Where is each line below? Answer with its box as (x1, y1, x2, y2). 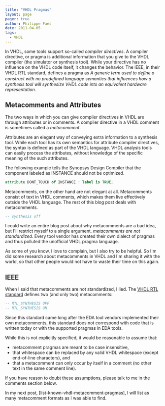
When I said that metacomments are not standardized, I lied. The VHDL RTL (5, 286, 159, 292)
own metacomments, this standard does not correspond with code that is (5, 320, 154, 326)
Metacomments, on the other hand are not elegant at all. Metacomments (5, 189, 152, 195)
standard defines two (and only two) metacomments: (5, 292, 113, 298)
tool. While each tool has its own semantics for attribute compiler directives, (5, 139, 159, 145)
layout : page (5, 12, 32, 17)
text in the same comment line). (12, 365, 76, 371)
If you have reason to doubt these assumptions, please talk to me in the (5, 375, 150, 381)
